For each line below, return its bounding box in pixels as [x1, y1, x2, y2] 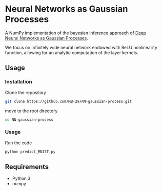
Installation [5, 78, 33, 85]
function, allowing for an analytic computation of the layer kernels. [5, 50, 138, 56]
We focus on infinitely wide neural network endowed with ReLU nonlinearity [5, 44, 158, 50]
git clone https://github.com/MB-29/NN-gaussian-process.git [5, 99, 132, 104]
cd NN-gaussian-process [5, 117, 54, 122]
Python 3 [12, 175, 31, 181]
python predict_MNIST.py [5, 149, 56, 154]
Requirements [5, 162, 49, 171]
